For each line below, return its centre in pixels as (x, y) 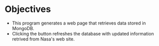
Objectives (28, 9)
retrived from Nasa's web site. (43, 39)
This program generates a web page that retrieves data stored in (79, 23)
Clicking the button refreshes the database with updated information (83, 33)
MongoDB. (23, 28)
